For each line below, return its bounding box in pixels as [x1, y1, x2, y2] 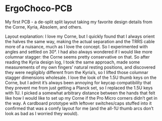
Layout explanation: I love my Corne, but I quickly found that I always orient [5, 33, 155, 39]
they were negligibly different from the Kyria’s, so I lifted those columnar [5, 69, 148, 75]
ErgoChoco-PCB [5, 3, 73, 14]
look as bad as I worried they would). [5, 110, 79, 116]
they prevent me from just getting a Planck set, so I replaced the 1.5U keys [5, 85, 153, 91]
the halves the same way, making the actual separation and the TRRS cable [5, 38, 155, 44]
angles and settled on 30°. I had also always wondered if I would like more [5, 49, 152, 55]
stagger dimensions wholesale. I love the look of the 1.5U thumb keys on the [5, 75, 157, 80]
